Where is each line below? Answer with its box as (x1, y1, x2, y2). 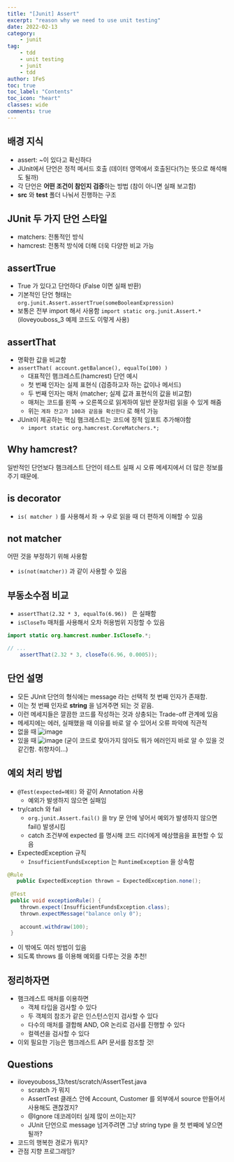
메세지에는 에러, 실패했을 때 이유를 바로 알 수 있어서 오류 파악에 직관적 (17, 718, 207, 727)
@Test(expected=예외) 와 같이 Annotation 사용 (17, 787, 145, 795)
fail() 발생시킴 (27, 822, 66, 830)
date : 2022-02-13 (7, 23, 58, 30)
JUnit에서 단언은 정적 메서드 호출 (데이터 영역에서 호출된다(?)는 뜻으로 (17, 164, 209, 172)
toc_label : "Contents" (7, 88, 73, 95)
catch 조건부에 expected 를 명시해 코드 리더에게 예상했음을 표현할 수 (27, 831, 217, 839)
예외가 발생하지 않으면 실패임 (27, 796, 107, 804)
